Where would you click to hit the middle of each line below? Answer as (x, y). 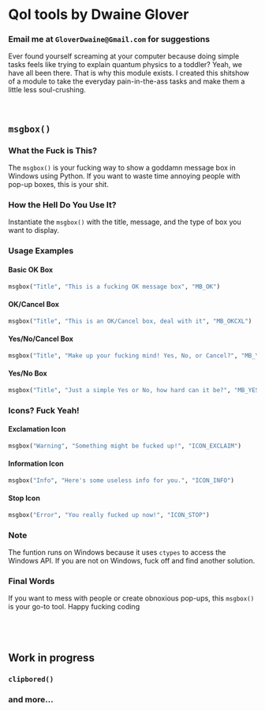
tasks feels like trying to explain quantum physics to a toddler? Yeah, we (125, 65)
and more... (31, 700)
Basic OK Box (31, 269)
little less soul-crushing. (47, 90)
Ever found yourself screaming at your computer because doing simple (124, 56)
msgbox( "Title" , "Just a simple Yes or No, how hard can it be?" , (119, 390)
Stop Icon (24, 498)
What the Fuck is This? (52, 150)
